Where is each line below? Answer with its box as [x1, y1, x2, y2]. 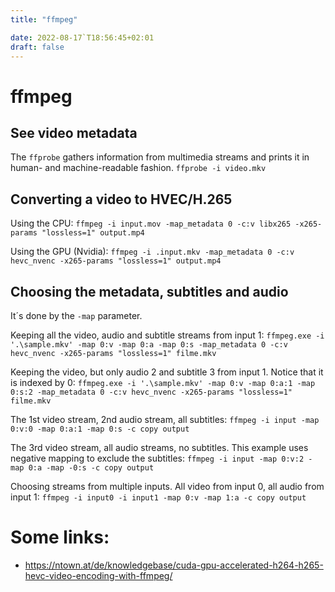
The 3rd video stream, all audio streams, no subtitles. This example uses [10, 442, 309, 453]
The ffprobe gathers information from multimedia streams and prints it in [10, 151, 310, 163]
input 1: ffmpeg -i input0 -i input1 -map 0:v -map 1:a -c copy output [10, 491, 307, 503]
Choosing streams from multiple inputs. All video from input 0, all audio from [10, 481, 325, 492]
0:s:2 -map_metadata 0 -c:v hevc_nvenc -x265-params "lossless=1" [10, 387, 293, 397]
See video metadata [10, 124, 138, 141]
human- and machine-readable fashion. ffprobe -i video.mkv [10, 162, 267, 174]
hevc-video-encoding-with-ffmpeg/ [24, 569, 173, 581]
